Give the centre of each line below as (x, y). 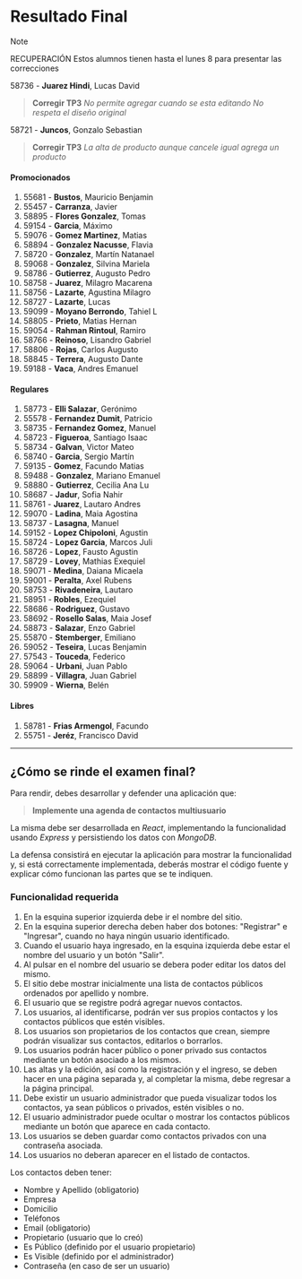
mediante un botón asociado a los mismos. (102, 1059)
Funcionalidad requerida (65, 897)
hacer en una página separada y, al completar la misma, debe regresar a (157, 1078)
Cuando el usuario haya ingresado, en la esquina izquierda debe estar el (156, 945)
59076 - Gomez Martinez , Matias (85, 236)
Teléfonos (42, 1218)
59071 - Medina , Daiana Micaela (83, 571)
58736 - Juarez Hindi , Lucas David (75, 85)
